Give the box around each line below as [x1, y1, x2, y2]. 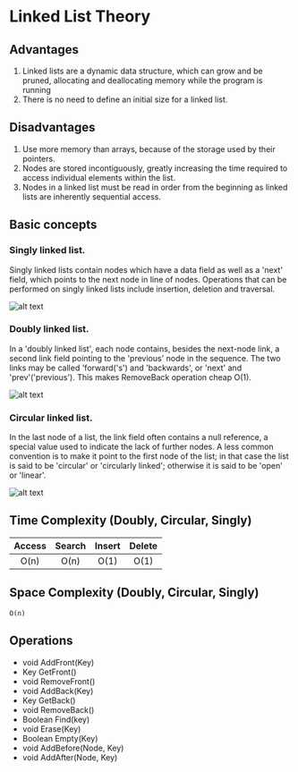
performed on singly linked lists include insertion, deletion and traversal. [9, 284, 276, 294]
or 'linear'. [9, 470, 47, 480]
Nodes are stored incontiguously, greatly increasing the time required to [21, 163, 288, 174]
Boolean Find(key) [21, 714, 90, 725]
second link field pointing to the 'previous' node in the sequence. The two [9, 352, 281, 363]
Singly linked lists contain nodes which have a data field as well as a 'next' [9, 264, 284, 275]
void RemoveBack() [21, 704, 95, 715]
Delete [129, 539, 158, 552]
